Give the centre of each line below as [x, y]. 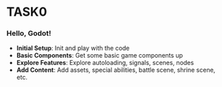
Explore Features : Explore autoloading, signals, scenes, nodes [105, 63]
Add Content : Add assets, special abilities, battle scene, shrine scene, [116, 70]
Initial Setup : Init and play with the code [73, 48]
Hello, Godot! [29, 34]
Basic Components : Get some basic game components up [100, 55]
